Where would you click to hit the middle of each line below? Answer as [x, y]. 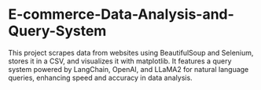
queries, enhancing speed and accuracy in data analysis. [100, 77]
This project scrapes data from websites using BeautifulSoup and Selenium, [131, 52]
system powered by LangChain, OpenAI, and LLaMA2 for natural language [129, 69]
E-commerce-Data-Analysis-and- [121, 14]
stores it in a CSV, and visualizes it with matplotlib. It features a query [120, 61]
